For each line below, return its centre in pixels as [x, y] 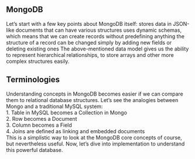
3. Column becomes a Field [39, 125]
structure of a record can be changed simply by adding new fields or [89, 42]
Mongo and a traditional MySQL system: [54, 106]
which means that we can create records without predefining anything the [95, 36]
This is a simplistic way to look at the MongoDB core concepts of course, [94, 137]
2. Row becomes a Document [42, 119]
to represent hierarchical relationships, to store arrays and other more [90, 55]
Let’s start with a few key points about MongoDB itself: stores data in [89, 23]
